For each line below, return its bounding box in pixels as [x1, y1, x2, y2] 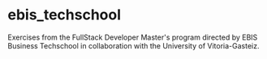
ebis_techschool [7, 6, 122, 24]
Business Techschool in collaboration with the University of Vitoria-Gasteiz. [7, 40, 260, 50]
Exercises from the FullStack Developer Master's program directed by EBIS [7, 32, 258, 42]
